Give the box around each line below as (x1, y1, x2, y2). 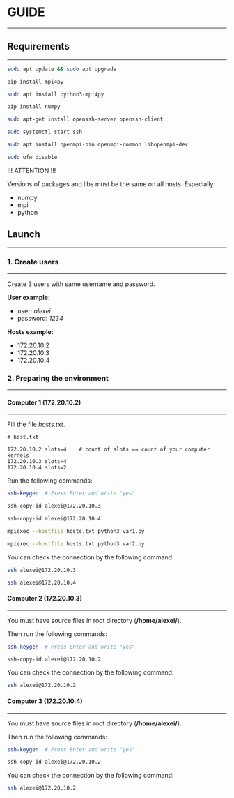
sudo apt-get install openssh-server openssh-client (7, 116, 164, 123)
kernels (7, 452, 30, 459)
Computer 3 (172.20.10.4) (7, 697, 83, 705)
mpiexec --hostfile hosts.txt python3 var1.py (7, 527, 145, 534)
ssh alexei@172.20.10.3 (7, 566, 77, 573)
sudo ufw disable (7, 153, 58, 160)
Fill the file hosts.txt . (7, 420, 65, 429)
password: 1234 (17, 314, 64, 322)
